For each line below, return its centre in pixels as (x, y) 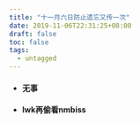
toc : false (29, 42)
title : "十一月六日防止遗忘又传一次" (70, 17)
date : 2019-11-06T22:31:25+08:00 (70, 26)
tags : (19, 50)
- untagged (37, 58)
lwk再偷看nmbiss (54, 110)
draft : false (33, 34)
